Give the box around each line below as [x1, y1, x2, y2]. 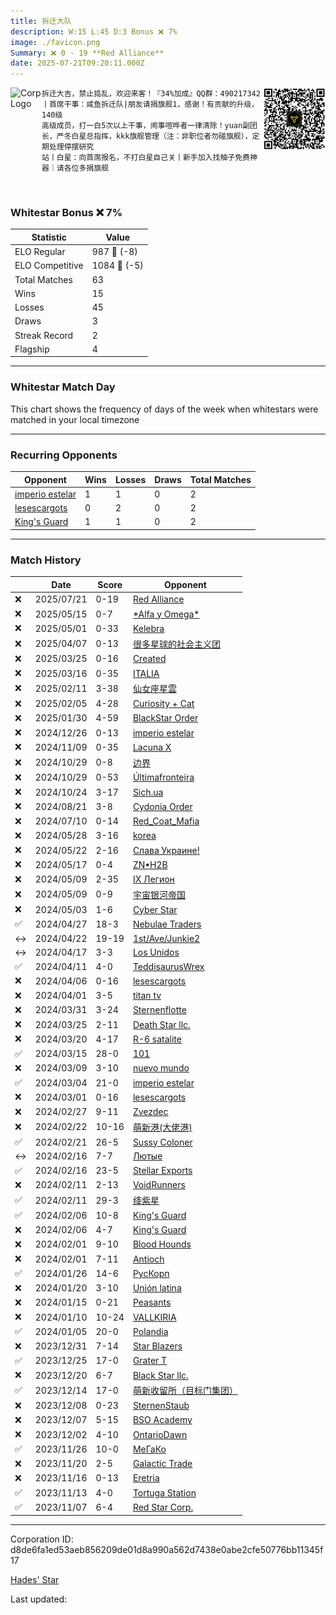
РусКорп [132, 1267, 170, 1279]
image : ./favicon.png [10, 37, 101, 47]
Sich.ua [132, 786, 164, 798]
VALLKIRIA [132, 1311, 177, 1323]
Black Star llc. [132, 1369, 189, 1381]
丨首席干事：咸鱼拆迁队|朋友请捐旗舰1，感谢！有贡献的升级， [41, 100, 260, 110]
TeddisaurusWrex [132, 960, 205, 972]
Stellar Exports [132, 1165, 193, 1177]
